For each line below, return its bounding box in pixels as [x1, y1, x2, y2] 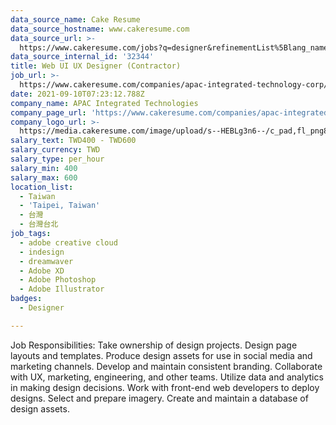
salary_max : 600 [10, 172, 78, 183]
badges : [10, 294, 43, 304]
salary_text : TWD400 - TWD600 [10, 136, 137, 146]
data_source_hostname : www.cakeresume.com [10, 24, 190, 34]
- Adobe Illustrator [19, 284, 105, 295]
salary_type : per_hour [10, 154, 105, 164]
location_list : [10, 182, 74, 192]
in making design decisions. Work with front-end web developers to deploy [10, 381, 320, 393]
